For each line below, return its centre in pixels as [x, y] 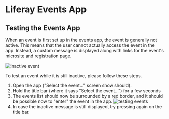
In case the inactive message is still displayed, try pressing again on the [87, 107]
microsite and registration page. [38, 56]
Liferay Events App [46, 9]
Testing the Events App [43, 28]
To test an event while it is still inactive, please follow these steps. [74, 76]
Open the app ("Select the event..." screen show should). [72, 85]
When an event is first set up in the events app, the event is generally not [81, 40]
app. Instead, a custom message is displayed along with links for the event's [85, 51]
